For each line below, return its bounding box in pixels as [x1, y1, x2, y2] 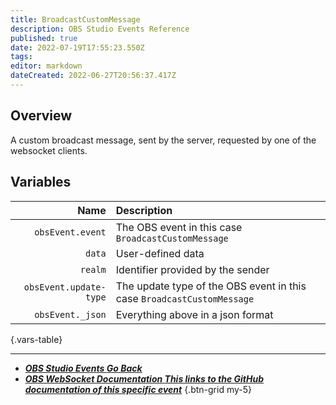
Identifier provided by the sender [115, 262, 270, 276]
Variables [10, 174, 72, 191]
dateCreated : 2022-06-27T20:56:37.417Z [10, 71, 177, 81]
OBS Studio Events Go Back [24, 362, 143, 374]
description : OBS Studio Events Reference [10, 24, 190, 34]
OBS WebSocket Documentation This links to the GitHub [24, 372, 265, 385]
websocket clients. [10, 144, 88, 156]
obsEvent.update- [23, 281, 107, 293]
